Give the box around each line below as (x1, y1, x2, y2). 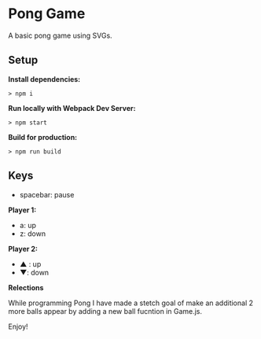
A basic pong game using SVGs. (8, 31, 112, 40)
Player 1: (8, 205, 37, 215)
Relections (8, 282, 44, 292)
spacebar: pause (19, 190, 75, 199)
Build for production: (8, 132, 78, 142)
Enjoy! (8, 322, 29, 331)
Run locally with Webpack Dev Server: (8, 103, 136, 112)
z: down (19, 229, 46, 238)
